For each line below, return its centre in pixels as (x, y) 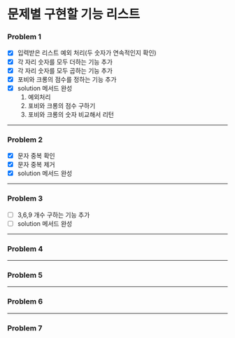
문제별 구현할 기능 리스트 (74, 14)
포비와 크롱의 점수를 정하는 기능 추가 (67, 79)
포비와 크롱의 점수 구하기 (62, 105)
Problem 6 (25, 302)
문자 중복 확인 (36, 156)
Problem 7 (25, 328)
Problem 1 (24, 37)
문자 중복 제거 (36, 165)
